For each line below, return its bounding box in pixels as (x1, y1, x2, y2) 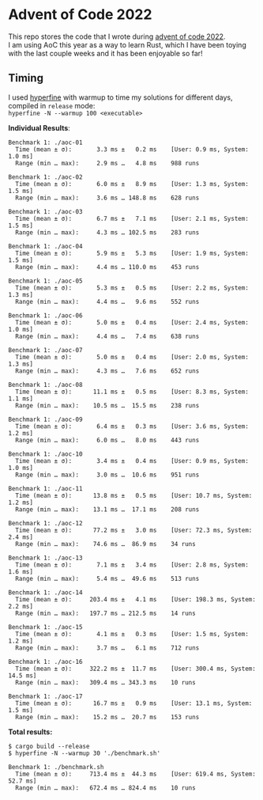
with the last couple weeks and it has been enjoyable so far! (8, 48, 203, 58)
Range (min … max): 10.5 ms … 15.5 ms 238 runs (15, 401, 200, 409)
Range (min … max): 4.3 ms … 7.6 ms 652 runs (15, 366, 200, 375)
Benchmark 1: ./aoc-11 (8, 484, 83, 492)
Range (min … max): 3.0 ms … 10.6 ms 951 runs (15, 471, 200, 479)
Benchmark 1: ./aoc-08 (8, 381, 83, 389)
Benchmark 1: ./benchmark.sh (8, 763, 104, 771)
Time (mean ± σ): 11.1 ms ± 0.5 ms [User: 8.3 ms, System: (15, 388, 249, 396)
